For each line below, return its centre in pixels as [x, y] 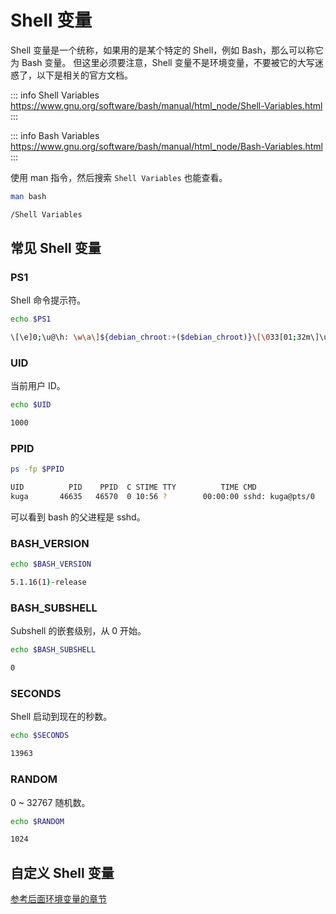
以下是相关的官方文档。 [84, 75]
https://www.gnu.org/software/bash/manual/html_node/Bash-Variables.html [166, 146]
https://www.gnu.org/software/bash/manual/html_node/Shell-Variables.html [166, 105]
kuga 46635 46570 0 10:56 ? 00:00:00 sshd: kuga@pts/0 [162, 497]
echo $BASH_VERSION [51, 564]
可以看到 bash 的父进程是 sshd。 [78, 517]
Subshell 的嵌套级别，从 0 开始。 [78, 631]
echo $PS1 [31, 319]
